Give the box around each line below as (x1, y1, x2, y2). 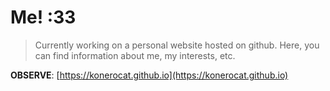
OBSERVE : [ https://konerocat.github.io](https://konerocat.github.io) (10, 69, 289, 81)
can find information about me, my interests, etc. (34, 49, 236, 61)
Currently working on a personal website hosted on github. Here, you (34, 39, 320, 51)
